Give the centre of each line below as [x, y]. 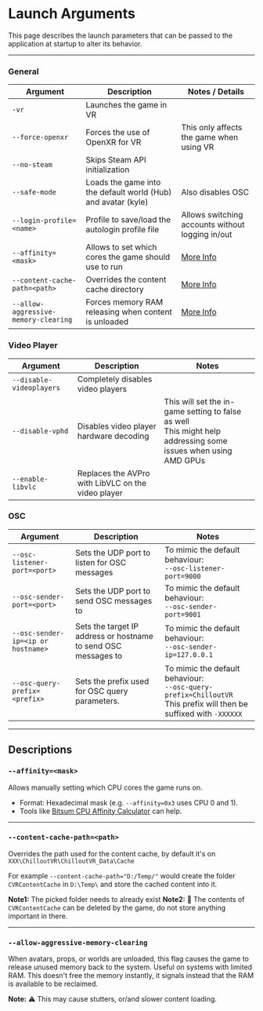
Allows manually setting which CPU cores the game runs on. [105, 787]
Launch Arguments [72, 14]
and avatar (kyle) [117, 203]
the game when [210, 137]
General [23, 71]
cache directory [115, 290]
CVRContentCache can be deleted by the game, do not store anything [117, 907]
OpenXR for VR [113, 142]
